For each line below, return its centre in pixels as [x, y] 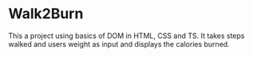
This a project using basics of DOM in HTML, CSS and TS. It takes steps [126, 36]
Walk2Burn [46, 14]
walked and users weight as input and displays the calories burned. [119, 44]
